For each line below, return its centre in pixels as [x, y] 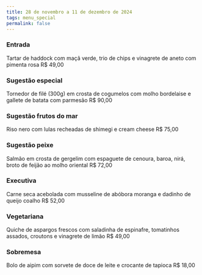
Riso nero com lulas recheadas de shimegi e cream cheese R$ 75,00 [92, 130]
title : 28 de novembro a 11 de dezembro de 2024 [69, 12]
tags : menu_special [31, 18]
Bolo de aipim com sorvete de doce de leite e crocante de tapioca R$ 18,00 [101, 265]
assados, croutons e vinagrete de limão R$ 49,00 [68, 237]
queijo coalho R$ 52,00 [36, 200]
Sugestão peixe [30, 145]
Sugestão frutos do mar [42, 116]
